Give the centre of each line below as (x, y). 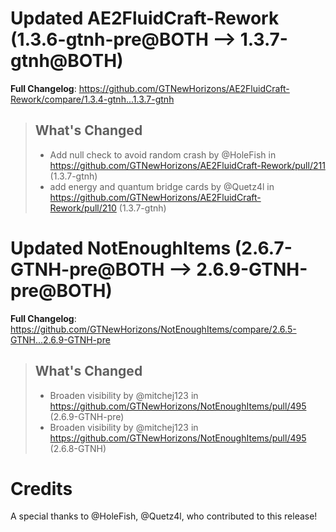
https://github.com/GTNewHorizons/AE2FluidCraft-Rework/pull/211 (187, 165)
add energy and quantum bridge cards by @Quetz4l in (162, 186)
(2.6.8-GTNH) (78, 448)
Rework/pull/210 (83, 208)
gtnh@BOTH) (67, 61)
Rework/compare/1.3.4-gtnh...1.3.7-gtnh (92, 99)
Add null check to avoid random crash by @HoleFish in (163, 154)
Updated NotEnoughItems (121, 248)
